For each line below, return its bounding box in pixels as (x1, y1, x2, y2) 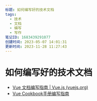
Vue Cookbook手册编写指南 (12, 90, 70, 97)
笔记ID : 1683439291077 (5, 35, 51, 40)
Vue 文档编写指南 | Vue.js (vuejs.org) (12, 84, 89, 90)
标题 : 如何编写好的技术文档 (5, 7, 55, 12)
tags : (5, 12, 16, 17)
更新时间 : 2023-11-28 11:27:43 (5, 44, 67, 49)
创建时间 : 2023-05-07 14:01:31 (5, 40, 67, 45)
